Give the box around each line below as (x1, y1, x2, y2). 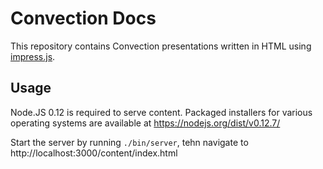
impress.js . (10, 50, 56, 62)
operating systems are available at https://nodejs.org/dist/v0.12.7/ (10, 117, 281, 129)
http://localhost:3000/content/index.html (10, 147, 178, 159)
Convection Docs (10, 7, 157, 30)
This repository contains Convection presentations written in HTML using (10, 40, 312, 52)
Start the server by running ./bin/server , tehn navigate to (10, 136, 249, 148)
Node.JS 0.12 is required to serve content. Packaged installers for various (10, 106, 313, 118)
